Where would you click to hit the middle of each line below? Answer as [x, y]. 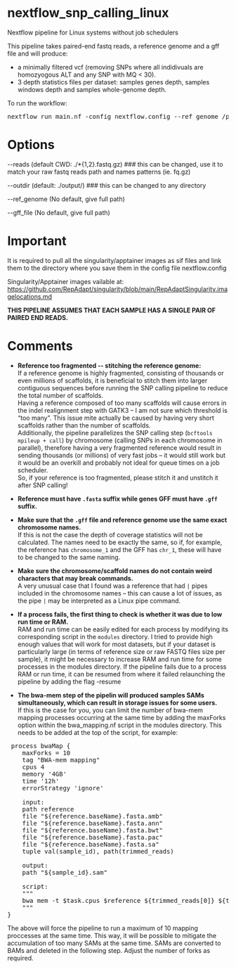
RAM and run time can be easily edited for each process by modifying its [123, 629]
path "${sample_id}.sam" [65, 872]
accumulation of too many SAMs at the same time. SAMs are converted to [114, 943]
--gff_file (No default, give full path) [59, 212]
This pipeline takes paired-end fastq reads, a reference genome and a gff [113, 46]
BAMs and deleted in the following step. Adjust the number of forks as [109, 950]
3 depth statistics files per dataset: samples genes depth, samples [113, 82]
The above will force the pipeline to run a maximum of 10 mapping [103, 928]
